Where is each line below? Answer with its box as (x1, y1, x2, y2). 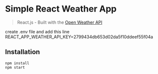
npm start (5, 65, 25, 70)
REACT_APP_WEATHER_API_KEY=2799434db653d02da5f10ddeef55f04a (5, 34, 153, 40)
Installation (5, 48, 40, 56)
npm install (5, 60, 29, 66)
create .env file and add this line (5, 29, 70, 34)
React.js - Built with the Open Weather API (17, 19, 103, 25)
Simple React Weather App (5, 3, 117, 15)
